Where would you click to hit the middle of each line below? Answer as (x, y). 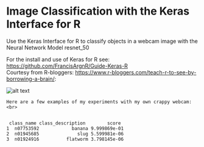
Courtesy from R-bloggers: (40, 72)
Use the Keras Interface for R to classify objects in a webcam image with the (102, 41)
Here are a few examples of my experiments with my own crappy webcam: (99, 102)
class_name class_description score (65, 123)
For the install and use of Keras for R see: (58, 59)
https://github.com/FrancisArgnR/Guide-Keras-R (67, 66)
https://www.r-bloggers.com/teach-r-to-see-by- (136, 72)
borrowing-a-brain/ (30, 79)
